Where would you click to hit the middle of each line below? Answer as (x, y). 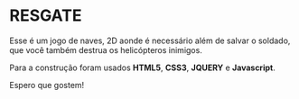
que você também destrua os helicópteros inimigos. (106, 49)
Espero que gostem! (47, 85)
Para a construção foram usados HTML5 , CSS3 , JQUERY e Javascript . (142, 67)
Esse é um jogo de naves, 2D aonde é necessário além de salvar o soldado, (150, 40)
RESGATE (46, 16)
